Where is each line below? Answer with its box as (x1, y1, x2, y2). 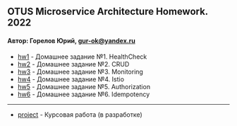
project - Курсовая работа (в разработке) (17, 110, 142, 119)
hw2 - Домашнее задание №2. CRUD (17, 59, 130, 68)
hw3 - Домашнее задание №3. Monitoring (17, 67, 143, 76)
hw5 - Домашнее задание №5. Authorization (17, 82, 150, 91)
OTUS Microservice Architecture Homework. (7, 6, 208, 18)
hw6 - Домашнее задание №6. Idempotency (17, 90, 150, 98)
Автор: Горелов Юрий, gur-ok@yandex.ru (7, 36, 135, 45)
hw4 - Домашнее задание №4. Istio (17, 74, 125, 84)
